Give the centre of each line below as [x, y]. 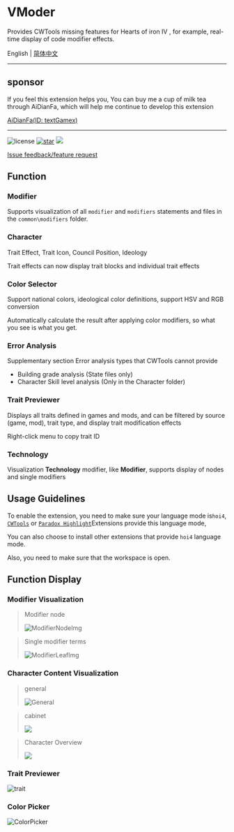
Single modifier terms [55, 642]
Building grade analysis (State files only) [75, 374]
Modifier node [45, 615]
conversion [23, 307]
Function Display [45, 579]
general [35, 688]
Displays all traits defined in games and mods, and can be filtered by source [116, 415]
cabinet [35, 715]
